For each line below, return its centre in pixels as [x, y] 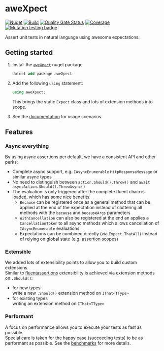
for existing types [30, 298]
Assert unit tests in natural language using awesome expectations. [72, 37]
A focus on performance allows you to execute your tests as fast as [73, 327]
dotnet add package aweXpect [42, 74]
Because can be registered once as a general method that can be [85, 202]
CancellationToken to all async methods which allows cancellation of [89, 223]
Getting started [29, 53]
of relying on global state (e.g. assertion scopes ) [69, 239]
